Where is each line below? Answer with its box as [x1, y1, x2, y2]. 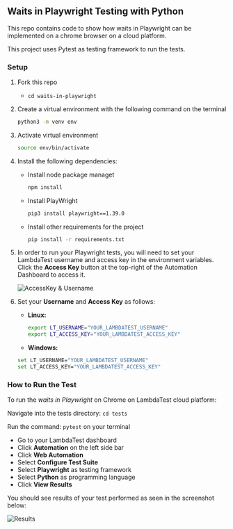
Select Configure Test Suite [17, 458, 99, 466]
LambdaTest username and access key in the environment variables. [17, 256, 214, 264]
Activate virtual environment [17, 131, 99, 139]
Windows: [27, 343, 58, 352]
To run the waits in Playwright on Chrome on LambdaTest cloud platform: [7, 396, 217, 404]
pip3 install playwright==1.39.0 [27, 210, 125, 217]
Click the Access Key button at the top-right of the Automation [17, 263, 198, 272]
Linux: [27, 311, 47, 319]
